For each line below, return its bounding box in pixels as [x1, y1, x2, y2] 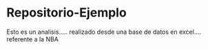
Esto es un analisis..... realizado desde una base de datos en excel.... [6, 28, 201, 36]
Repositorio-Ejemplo [6, 5, 127, 21]
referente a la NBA [6, 35, 59, 43]
